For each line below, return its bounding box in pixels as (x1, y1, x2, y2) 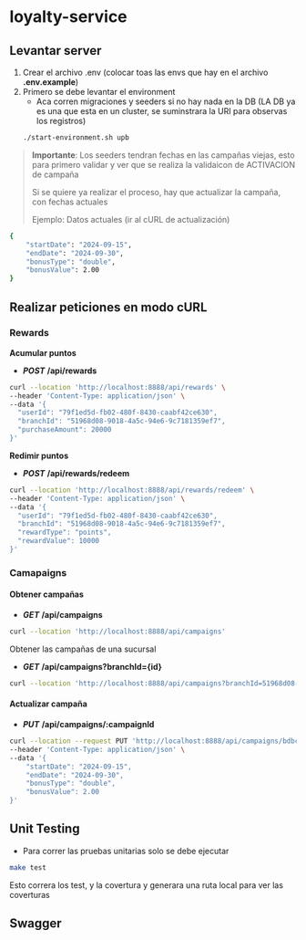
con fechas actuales (31, 196, 108, 207)
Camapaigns (9, 566, 67, 579)
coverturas (9, 889, 50, 900)
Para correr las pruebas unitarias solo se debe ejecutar (22, 845, 229, 856)
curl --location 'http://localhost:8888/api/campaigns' (9, 627, 226, 636)
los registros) (36, 116, 87, 126)
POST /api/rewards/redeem (22, 467, 130, 478)
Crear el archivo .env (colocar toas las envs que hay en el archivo (22, 67, 269, 78)
